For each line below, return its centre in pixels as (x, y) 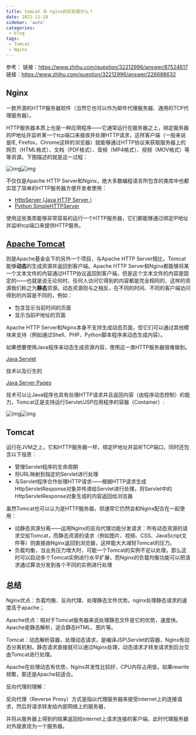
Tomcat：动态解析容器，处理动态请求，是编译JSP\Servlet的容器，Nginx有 (95, 640)
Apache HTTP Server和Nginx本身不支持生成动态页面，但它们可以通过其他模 (98, 328)
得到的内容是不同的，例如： (39, 296)
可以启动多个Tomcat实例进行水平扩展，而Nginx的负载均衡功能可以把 (102, 558)
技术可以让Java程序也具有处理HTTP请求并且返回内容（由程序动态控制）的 (96, 395)
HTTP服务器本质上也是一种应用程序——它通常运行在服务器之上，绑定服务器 (97, 128)
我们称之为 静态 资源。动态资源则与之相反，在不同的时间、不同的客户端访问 (101, 288)
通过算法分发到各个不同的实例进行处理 (66, 565)
